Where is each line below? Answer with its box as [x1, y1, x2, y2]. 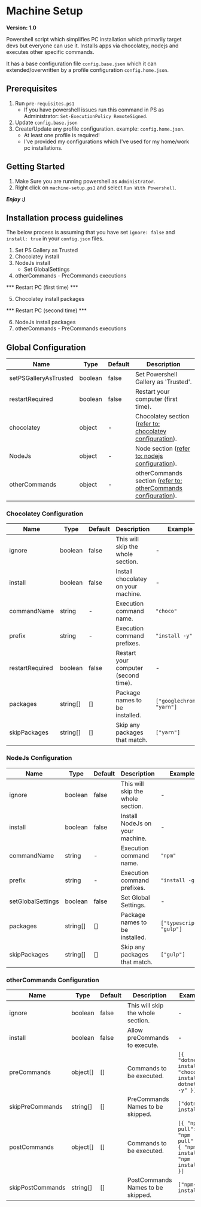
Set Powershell [135, 370, 178, 379]
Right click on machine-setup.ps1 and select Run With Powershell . [14, 184, 176, 191]
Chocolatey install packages [14, 295, 85, 303]
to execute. [127, 1041, 159, 1049]
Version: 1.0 [6, 24, 37, 31]
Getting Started [6, 162, 65, 172]
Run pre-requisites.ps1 [14, 99, 75, 107]
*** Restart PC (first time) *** [6, 283, 79, 291]
